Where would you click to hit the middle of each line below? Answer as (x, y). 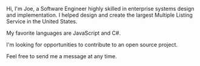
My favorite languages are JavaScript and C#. (64, 33)
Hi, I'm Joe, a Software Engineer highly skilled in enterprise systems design (100, 9)
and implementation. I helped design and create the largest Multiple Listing (99, 15)
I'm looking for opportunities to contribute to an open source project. (92, 45)
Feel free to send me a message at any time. (62, 56)
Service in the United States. (42, 21)
